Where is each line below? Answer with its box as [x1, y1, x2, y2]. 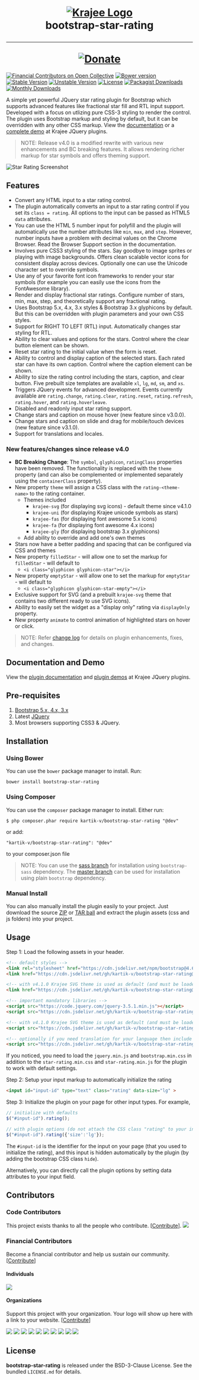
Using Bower [6, 754, 44, 762]
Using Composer [6, 793, 56, 801]
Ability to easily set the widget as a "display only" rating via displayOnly [14, 604, 190, 611]
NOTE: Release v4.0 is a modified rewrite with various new [20, 139, 164, 146]
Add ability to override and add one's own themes [23, 534, 146, 541]
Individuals [6, 1271, 34, 1278]
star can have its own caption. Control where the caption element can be [14, 360, 192, 368]
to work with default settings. [6, 1064, 78, 1072]
